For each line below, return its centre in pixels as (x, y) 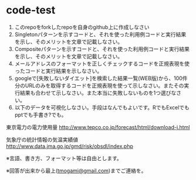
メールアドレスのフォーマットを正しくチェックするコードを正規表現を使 (102, 63)
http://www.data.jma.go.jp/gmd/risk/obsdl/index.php (70, 146)
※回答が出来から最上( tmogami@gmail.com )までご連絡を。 (76, 171)
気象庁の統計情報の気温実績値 (42, 139)
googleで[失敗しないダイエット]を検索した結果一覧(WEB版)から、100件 (101, 78)
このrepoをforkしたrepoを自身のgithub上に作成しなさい (82, 27)
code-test (31, 10)
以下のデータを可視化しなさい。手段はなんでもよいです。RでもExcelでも (102, 107)
